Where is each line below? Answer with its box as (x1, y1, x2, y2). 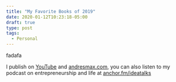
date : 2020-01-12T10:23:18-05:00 (6, 14, 88, 20)
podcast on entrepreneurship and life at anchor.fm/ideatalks (6, 70, 151, 76)
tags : (6, 30, 19, 36)
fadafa (6, 52, 22, 59)
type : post (6, 25, 33, 31)
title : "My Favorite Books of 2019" (6, 8, 96, 15)
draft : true (6, 19, 35, 25)
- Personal (11, 36, 38, 42)
